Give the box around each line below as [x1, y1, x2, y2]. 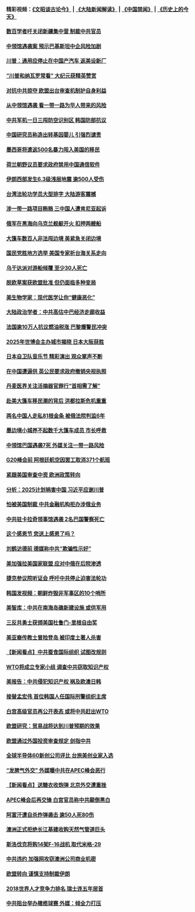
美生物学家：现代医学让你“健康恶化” [6, 293, 96, 301]
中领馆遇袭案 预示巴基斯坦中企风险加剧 [6, 42, 102, 50]
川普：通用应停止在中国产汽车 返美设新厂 [6, 57, 107, 65]
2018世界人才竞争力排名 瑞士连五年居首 [6, 885, 103, 892]
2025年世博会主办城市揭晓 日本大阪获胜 [6, 338, 105, 345]
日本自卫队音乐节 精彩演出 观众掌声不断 [6, 353, 103, 360]
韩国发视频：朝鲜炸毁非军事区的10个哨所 [6, 589, 106, 597]
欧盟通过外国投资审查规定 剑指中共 [6, 737, 91, 744]
